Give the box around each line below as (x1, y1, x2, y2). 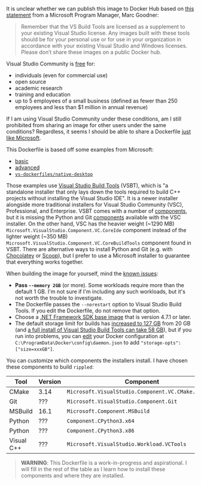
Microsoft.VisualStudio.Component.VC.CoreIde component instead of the (6, 227, 187, 233)
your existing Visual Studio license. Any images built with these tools (20, 29, 190, 37)
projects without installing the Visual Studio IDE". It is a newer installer (6, 195, 178, 201)
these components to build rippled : (6, 363, 94, 370)
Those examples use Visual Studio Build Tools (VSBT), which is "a (6, 182, 169, 189)
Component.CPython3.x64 (66, 418, 135, 424)
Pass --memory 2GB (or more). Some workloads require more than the (14, 282, 184, 288)
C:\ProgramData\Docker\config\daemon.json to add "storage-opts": (14, 339, 181, 346)
